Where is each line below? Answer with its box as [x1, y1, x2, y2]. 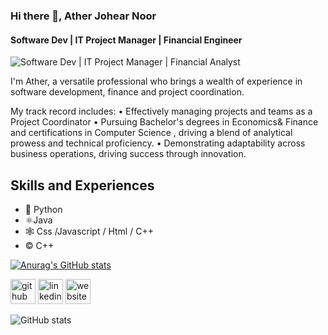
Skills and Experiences [10, 177, 155, 194]
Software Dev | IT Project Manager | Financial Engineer [10, 34, 243, 46]
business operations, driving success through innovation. [10, 148, 247, 160]
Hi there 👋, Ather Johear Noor [10, 9, 157, 23]
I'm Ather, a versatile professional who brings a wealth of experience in [10, 75, 303, 88]
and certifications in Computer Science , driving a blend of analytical [10, 127, 293, 139]
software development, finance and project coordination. [10, 86, 245, 98]
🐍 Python [24, 203, 63, 215]
